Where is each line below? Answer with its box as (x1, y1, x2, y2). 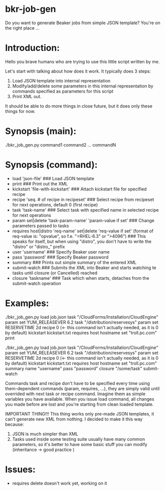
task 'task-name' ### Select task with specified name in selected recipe (12, 207, 159, 213)
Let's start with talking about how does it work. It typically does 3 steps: (5, 68, 151, 74)
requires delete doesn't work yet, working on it (12, 480, 107, 486)
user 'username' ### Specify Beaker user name (12, 249, 110, 255)
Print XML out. (12, 93, 42, 99)
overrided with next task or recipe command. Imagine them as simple (5, 391, 146, 397)
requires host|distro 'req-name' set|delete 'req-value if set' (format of (12, 228, 154, 234)
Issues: (5, 464, 36, 475)
